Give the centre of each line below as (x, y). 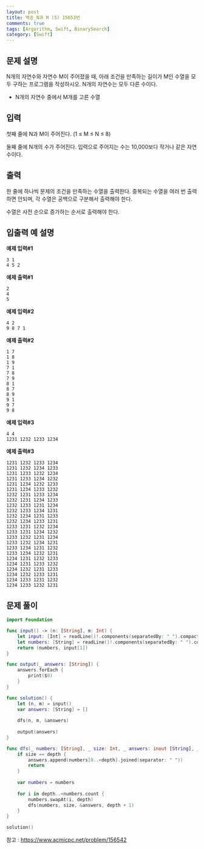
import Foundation (29, 620)
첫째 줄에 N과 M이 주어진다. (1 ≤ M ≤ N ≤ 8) (59, 134)
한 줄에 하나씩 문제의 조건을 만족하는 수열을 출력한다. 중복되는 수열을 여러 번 (96, 191)
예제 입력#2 (20, 311)
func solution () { (29, 698)
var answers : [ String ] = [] (53, 709)
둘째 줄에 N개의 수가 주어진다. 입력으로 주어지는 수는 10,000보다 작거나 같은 (96, 147)
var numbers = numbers (46, 783)
